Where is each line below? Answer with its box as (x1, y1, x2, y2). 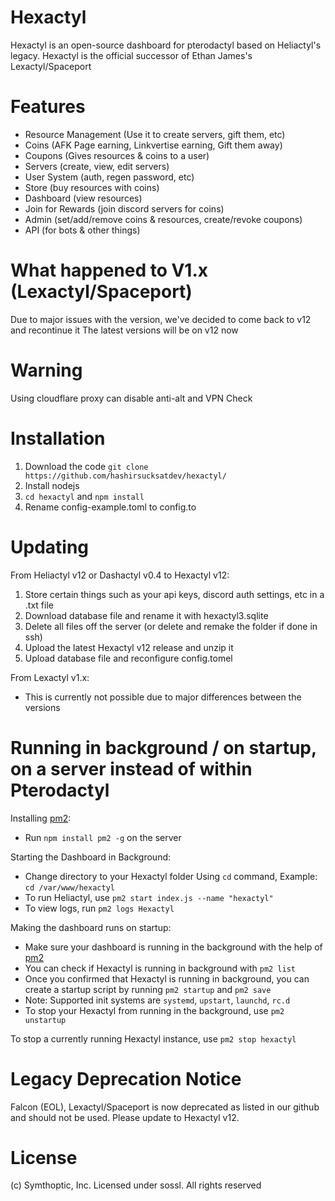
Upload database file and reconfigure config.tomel (24, 652, 233, 664)
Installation (10, 427, 106, 450)
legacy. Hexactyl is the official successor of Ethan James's (10, 49, 253, 61)
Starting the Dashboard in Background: (10, 851, 172, 863)
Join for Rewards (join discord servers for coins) (24, 202, 225, 215)
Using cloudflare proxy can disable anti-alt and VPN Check (10, 392, 253, 404)
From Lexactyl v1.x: (10, 671, 90, 683)
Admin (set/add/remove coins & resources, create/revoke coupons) (24, 213, 303, 225)
